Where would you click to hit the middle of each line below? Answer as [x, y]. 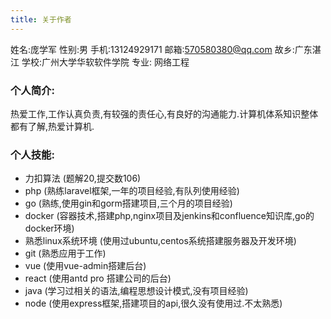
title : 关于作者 [41, 19]
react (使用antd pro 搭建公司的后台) [98, 278]
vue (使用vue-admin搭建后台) [85, 266]
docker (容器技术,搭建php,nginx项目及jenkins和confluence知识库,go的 [169, 216]
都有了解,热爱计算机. [52, 126]
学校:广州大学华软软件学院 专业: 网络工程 [105, 62]
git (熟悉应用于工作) [65, 253]
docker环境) [49, 228]
